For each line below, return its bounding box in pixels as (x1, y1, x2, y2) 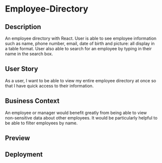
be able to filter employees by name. (5, 120, 78, 126)
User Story (5, 65, 38, 73)
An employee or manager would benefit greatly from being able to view (5, 110, 147, 116)
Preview (5, 134, 30, 142)
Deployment (5, 150, 43, 159)
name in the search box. (5, 51, 53, 57)
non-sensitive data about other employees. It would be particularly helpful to (5, 115, 158, 120)
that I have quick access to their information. (5, 83, 94, 89)
